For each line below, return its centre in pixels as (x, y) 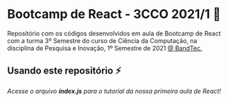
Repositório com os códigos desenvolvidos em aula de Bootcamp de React (114, 33)
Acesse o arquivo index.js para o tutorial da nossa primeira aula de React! (114, 91)
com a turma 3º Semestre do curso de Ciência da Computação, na (102, 40)
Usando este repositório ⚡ (64, 71)
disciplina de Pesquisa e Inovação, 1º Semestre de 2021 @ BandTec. (105, 48)
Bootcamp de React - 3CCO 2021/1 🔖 (114, 14)
